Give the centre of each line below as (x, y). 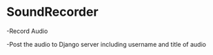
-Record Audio (27, 31)
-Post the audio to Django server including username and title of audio (106, 44)
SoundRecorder (52, 12)
